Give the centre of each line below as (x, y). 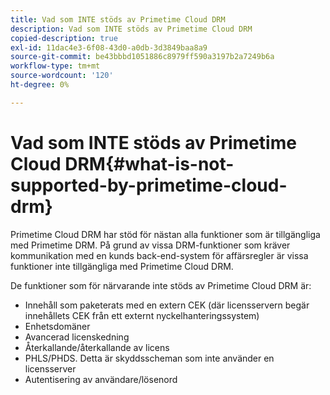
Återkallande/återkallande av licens (97, 347)
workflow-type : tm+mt (55, 66)
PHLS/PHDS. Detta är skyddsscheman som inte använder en (149, 358)
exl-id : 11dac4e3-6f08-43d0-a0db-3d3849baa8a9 (109, 47)
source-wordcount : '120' (62, 76)
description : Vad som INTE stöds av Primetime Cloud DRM (131, 29)
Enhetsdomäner (57, 326)
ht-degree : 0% (40, 85)
